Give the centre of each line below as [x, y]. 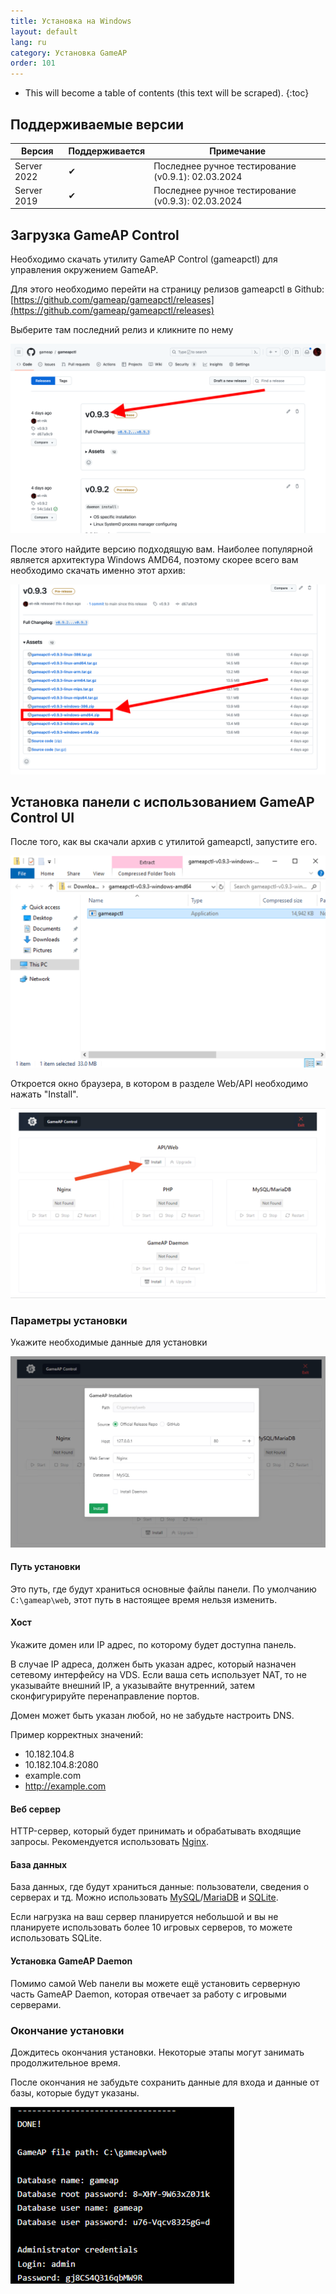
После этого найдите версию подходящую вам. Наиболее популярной [161, 549]
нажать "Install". [44, 1094]
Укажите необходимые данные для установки [109, 1342]
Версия [37, 151]
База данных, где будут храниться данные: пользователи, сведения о [160, 1887]
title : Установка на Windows [71, 21]
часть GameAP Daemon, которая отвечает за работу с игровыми [148, 1994]
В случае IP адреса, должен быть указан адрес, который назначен [153, 1664]
